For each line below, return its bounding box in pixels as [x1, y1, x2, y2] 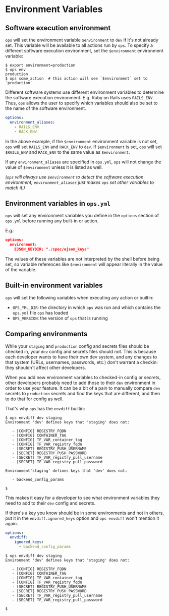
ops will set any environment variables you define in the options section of [5, 213, 159, 219]
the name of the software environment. [5, 105, 87, 111]
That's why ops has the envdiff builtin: [5, 405, 85, 411]
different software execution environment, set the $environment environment [5, 48, 164, 53]
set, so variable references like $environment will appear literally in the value [5, 261, 163, 267]
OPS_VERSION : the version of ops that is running [12, 315, 108, 321]
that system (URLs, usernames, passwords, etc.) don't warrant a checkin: [5, 359, 158, 365]
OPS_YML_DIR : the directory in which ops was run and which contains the [12, 304, 161, 311]
